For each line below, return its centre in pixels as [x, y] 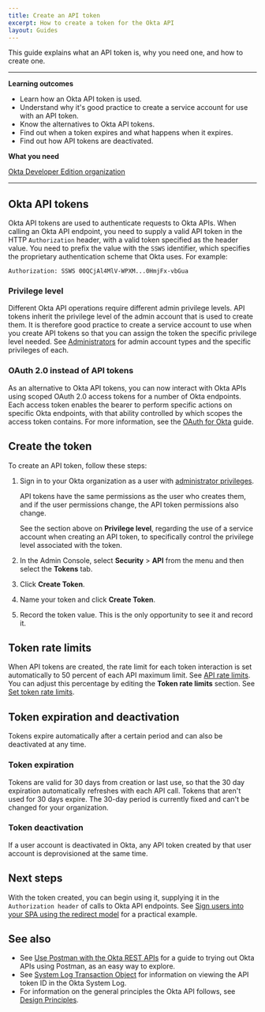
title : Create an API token [54, 15]
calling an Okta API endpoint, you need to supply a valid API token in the [125, 232]
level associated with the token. [71, 545]
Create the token [50, 446]
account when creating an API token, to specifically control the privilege [136, 536]
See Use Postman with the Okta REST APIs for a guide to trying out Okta [137, 958]
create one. [27, 61]
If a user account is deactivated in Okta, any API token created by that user [130, 845]
